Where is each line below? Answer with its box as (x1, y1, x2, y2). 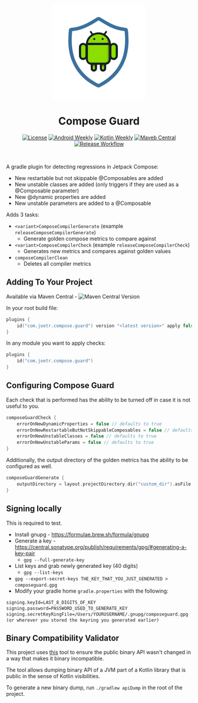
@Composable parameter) (14, 187, 80, 194)
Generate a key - (14, 537, 56, 544)
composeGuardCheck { (6, 414, 57, 420)
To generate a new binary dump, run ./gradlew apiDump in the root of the (6, 684, 183, 691)
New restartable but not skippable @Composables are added (14, 174, 163, 181)
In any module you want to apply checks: (6, 339, 106, 346)
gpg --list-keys (23, 570, 64, 576)
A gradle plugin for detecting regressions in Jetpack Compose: (6, 163, 159, 170)
